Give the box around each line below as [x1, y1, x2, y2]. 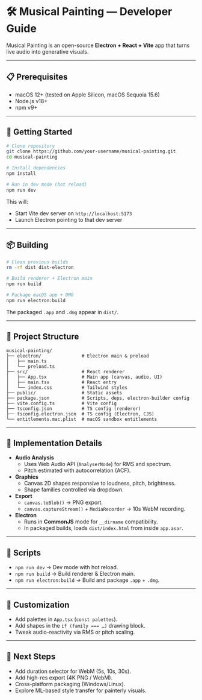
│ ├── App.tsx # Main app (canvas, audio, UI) [6, 374, 163, 380]
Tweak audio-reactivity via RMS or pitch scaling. [14, 628, 135, 635]
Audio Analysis [14, 454, 54, 461]
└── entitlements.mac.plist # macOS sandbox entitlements [6, 416, 158, 422]
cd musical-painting [6, 154, 58, 160]
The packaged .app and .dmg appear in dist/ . [6, 308, 119, 315]
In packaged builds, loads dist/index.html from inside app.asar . [23, 525, 183, 532]
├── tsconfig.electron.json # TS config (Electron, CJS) [6, 411, 155, 417]
